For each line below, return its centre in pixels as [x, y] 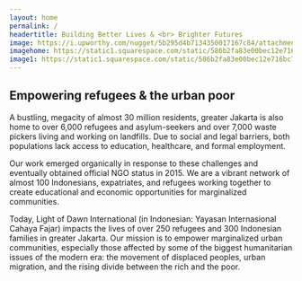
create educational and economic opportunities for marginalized [128, 192]
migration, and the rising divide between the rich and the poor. [125, 267]
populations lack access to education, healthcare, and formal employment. [147, 145]
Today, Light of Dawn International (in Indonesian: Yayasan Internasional [143, 219]
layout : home [34, 18]
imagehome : [30, 51]
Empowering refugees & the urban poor [122, 96]
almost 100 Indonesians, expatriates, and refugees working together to [140, 182]
